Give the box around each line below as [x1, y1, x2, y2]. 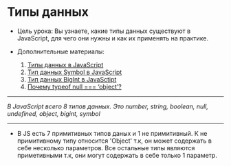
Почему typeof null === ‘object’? [27, 82, 122, 91]
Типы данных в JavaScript [27, 60, 104, 69]
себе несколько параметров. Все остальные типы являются [16, 143, 195, 152]
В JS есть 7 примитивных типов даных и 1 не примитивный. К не [16, 129, 208, 137]
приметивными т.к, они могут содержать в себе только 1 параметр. [16, 151, 218, 159]
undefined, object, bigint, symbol [7, 109, 101, 117]
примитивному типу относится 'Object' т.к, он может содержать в [16, 137, 212, 145]
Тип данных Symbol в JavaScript [27, 68, 122, 76]
